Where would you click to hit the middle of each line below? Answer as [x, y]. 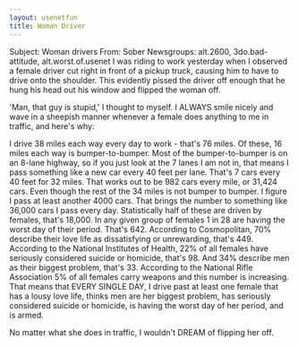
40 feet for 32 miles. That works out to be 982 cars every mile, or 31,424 [143, 181]
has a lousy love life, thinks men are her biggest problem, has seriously [140, 296]
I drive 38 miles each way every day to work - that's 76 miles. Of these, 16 [146, 143]
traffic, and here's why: [52, 126]
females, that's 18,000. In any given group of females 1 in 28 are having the [147, 220]
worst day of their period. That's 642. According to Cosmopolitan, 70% [140, 229]
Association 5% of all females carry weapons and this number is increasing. [149, 277]
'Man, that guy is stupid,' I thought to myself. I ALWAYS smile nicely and [141, 107]
